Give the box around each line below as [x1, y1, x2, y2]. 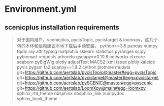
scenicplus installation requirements [4, 23, 120, 32]
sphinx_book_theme [16, 96, 58, 102]
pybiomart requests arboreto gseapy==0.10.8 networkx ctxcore [16, 54, 145, 60]
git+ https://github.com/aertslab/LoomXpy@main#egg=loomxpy [16, 85, 146, 91]
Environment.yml [4, 3, 77, 15]
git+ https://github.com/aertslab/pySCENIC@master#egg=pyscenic [16, 80, 153, 86]
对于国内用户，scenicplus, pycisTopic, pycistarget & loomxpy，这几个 [16, 37, 158, 42]
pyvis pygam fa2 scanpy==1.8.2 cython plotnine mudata [16, 64, 131, 70]
